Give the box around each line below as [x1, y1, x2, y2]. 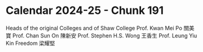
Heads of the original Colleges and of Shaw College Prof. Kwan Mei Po [5, 24, 183, 31]
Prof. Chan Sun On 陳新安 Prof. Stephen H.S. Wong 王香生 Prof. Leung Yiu [12, 31, 198, 39]
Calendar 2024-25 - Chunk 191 [5, 4, 164, 18]
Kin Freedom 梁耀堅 [5, 39, 55, 47]
